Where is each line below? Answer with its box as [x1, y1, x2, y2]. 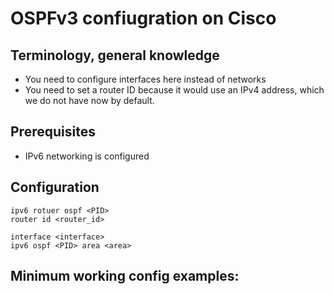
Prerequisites [10, 123, 96, 141]
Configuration [10, 179, 100, 196]
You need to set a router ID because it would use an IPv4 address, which [24, 84, 325, 96]
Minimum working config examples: [10, 268, 240, 285]
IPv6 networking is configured [24, 150, 150, 162]
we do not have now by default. [24, 95, 155, 106]
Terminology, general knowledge [10, 47, 220, 64]
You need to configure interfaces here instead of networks [24, 73, 267, 85]
